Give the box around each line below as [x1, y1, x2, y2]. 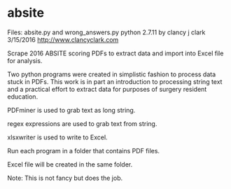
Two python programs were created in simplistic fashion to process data [7, 70, 216, 78]
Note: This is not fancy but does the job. [7, 174, 123, 182]
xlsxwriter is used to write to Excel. [7, 133, 108, 141]
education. [7, 92, 38, 101]
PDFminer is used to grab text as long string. [7, 106, 136, 114]
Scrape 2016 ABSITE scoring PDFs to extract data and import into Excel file [7, 49, 224, 57]
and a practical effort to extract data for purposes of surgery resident [7, 85, 207, 93]
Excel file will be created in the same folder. [7, 160, 133, 169]
